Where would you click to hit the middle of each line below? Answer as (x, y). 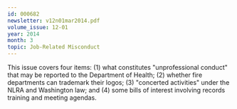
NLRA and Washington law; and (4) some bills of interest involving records (116, 90)
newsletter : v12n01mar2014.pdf (54, 21)
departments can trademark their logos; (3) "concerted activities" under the (118, 82)
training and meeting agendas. (52, 98)
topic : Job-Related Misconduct (54, 47)
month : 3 (20, 41)
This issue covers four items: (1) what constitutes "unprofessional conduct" (117, 67)
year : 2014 (23, 34)
